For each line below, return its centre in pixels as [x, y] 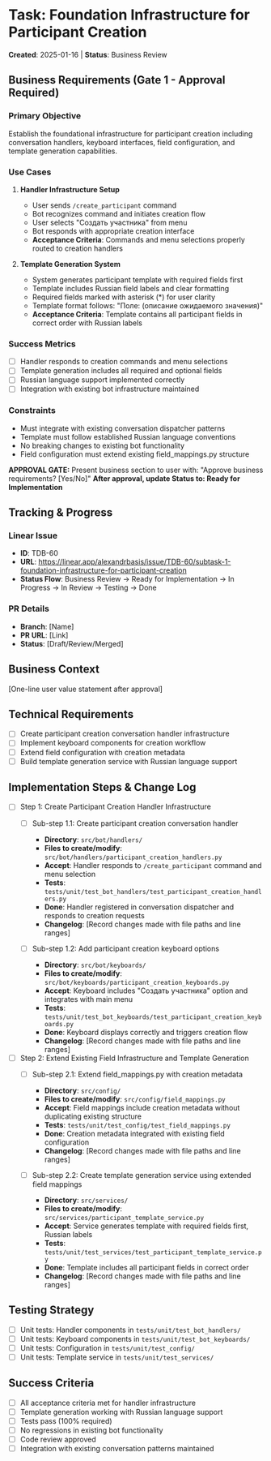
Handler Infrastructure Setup [70, 189]
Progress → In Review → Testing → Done [88, 588]
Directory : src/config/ [83, 1090]
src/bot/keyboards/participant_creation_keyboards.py [137, 982]
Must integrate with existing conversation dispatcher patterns [123, 428]
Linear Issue [33, 535]
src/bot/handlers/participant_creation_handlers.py [133, 857]
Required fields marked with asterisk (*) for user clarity [124, 297]
